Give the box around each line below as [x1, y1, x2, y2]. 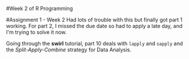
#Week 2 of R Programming [6, 5, 73, 12]
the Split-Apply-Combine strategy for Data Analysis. [6, 46, 132, 53]
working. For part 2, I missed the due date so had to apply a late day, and [6, 23, 183, 29]
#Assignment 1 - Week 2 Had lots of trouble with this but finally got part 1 [6, 16, 183, 23]
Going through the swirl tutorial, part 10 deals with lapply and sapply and [6, 40, 183, 47]
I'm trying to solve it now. [6, 29, 67, 36]
